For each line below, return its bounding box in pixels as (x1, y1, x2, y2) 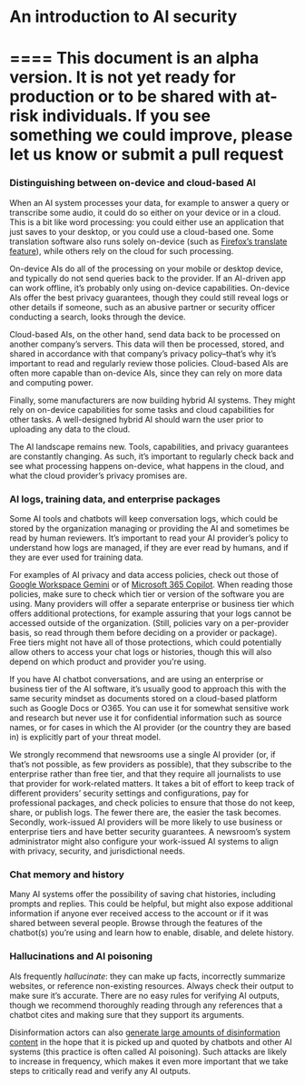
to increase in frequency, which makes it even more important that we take (9, 1055, 289, 1067)
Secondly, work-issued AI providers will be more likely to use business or (9, 816, 283, 827)
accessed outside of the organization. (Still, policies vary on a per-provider (9, 617, 289, 628)
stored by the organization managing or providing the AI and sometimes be (9, 523, 290, 533)
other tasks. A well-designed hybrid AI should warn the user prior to (9, 414, 264, 425)
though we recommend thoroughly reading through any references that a (9, 1000, 283, 1011)
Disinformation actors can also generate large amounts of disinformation (9, 1027, 280, 1038)
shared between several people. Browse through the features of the (9, 918, 263, 929)
